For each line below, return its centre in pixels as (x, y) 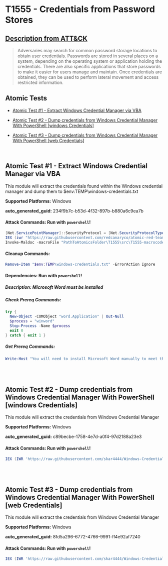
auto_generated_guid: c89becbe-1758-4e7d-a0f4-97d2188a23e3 (73, 437)
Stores (19, 20)
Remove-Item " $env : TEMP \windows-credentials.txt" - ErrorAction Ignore (80, 264)
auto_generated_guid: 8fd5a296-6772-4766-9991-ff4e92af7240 (73, 537)
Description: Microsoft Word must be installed (54, 287)
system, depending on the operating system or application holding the (90, 61)
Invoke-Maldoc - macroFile (32, 242)
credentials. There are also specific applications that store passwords (89, 67)
